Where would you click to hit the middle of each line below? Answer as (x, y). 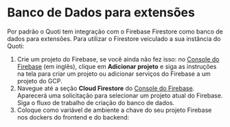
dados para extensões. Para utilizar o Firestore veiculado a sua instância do (114, 38)
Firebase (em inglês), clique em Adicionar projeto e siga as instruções (117, 66)
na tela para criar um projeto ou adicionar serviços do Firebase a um (114, 74)
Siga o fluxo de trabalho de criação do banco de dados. (96, 102)
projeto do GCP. (40, 81)
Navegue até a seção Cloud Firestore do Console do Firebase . (106, 88)
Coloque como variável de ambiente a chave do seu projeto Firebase (114, 110)
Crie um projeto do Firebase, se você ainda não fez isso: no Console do (118, 59)
